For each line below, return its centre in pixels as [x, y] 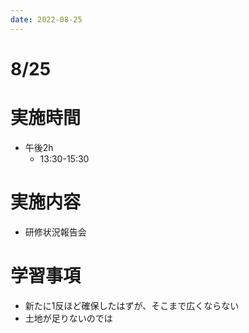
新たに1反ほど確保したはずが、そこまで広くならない [132, 305]
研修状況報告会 [55, 232]
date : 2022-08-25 [46, 19]
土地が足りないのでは [68, 318]
